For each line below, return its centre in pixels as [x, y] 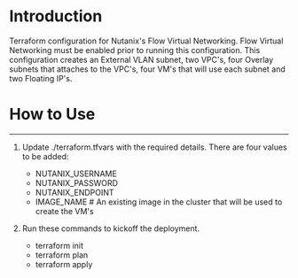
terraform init [59, 245]
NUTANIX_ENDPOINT [74, 192]
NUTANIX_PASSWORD [76, 182]
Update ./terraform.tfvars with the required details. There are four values [154, 147]
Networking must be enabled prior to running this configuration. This [135, 50]
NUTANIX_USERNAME [76, 174]
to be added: [45, 156]
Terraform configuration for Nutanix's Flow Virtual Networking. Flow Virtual [146, 41]
